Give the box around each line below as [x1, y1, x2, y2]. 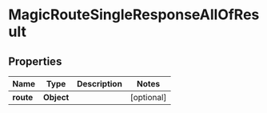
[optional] [130, 92, 167, 103]
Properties [8, 54, 62, 68]
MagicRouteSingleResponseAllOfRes [8, 6, 260, 24]
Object [42, 92, 70, 103]
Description [77, 79, 122, 89]
